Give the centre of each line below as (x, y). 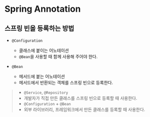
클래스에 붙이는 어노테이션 (44, 50)
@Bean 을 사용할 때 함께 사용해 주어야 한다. (58, 57)
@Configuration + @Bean (47, 104)
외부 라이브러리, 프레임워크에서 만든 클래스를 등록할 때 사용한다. (84, 109)
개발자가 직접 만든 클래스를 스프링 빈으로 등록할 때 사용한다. (81, 98)
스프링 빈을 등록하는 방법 (39, 28)
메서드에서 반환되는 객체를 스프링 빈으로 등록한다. (66, 82)
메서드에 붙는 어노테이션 (42, 76)
